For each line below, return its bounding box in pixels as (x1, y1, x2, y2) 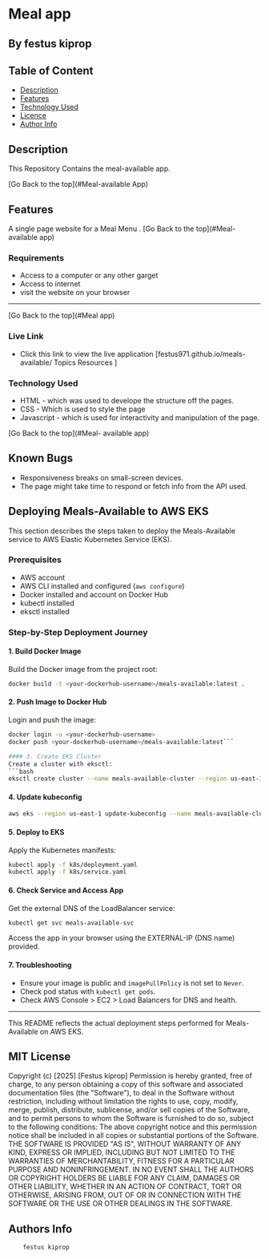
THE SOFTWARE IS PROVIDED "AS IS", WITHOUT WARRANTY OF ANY (8, 1140, 242, 1149)
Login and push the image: (8, 715, 96, 725)
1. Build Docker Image (8, 646, 82, 656)
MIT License (8, 1050, 71, 1063)
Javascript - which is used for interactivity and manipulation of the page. (19, 412, 260, 422)
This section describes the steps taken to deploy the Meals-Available (8, 526, 236, 536)
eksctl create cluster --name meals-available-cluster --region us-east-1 (8, 775, 263, 783)
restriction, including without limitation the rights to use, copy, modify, (8, 1096, 239, 1107)
